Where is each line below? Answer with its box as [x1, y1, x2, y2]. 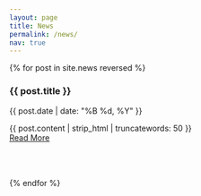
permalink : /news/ [9, 30, 78, 38]
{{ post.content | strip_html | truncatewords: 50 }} [9, 123, 193, 133]
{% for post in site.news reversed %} [9, 63, 146, 73]
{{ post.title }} [9, 85, 72, 98]
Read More [9, 132, 50, 143]
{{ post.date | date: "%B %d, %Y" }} [9, 105, 143, 116]
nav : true [9, 38, 47, 47]
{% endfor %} [9, 177, 61, 188]
